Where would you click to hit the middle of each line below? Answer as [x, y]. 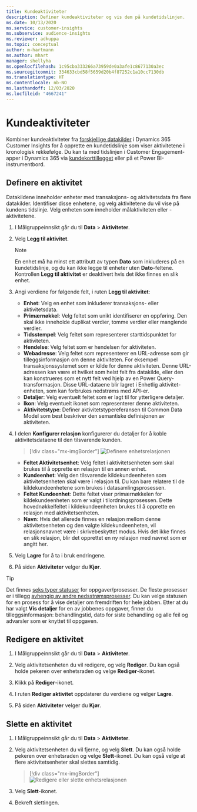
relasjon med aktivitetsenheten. [61, 513]
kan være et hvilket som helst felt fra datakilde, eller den [115, 372]
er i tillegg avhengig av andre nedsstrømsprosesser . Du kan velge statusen [96, 596]
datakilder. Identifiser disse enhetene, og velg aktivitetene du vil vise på [93, 203]
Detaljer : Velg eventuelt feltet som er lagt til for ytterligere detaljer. [104, 397]
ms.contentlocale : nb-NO [36, 83]
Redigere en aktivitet [45, 639]
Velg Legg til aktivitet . [41, 239]
